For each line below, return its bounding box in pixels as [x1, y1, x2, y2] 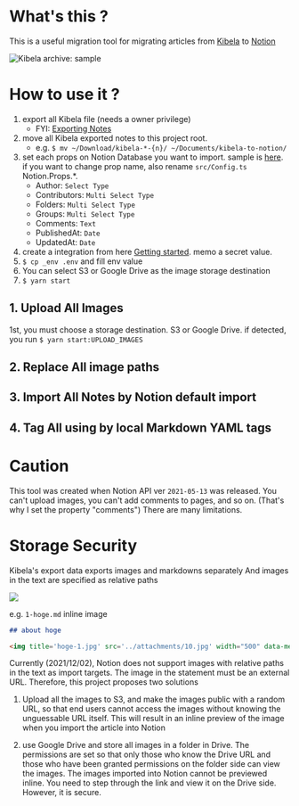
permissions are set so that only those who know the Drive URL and [21, 749, 271, 760]
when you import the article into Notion [21, 722, 166, 733]
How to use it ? [9, 85, 120, 104]
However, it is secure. [21, 787, 102, 798]
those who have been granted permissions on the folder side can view [21, 759, 280, 769]
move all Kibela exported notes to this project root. [21, 132, 207, 144]
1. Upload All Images [9, 300, 125, 316]
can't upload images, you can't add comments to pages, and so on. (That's [9, 495, 285, 506]
